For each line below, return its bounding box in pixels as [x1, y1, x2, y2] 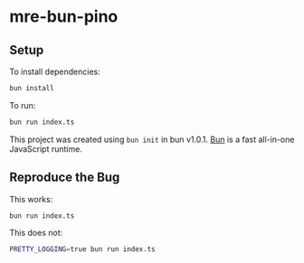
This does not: [9, 228, 63, 239]
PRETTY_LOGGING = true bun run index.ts [9, 245, 156, 254]
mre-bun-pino [9, 6, 119, 27]
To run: [9, 99, 36, 110]
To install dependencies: [9, 66, 101, 77]
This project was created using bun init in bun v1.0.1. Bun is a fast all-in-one [9, 134, 295, 145]
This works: [9, 193, 53, 204]
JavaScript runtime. [9, 143, 83, 155]
